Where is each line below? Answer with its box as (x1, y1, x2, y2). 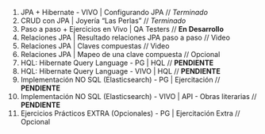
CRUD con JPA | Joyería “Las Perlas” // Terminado (20, 16, 186, 25)
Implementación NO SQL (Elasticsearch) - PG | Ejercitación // (20, 75, 221, 84)
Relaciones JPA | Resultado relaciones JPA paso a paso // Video (20, 33, 231, 42)
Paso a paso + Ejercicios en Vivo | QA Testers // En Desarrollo (20, 25, 225, 33)
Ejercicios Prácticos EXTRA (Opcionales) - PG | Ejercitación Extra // (20, 109, 240, 118)
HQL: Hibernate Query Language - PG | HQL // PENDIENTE (20, 58, 213, 67)
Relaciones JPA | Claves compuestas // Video (20, 41, 170, 51)
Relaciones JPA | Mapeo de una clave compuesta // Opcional (20, 50, 221, 59)
